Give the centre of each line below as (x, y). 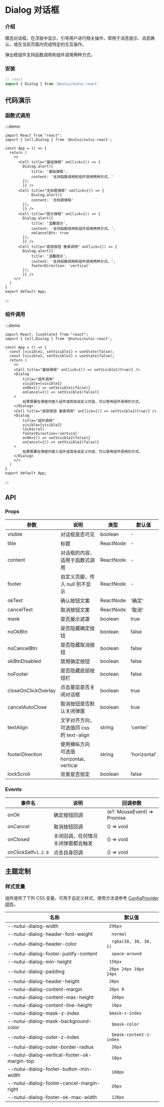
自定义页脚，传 (78, 577)
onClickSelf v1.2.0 (28, 852)
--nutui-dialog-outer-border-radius (51, 1047)
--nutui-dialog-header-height (43, 981)
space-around (127, 954)
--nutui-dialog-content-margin (45, 989)
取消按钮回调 (68, 826)
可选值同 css (75, 728)
